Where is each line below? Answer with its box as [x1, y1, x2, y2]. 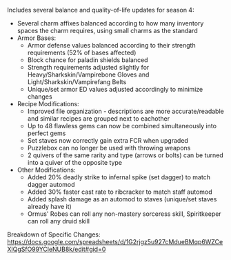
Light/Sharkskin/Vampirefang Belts [27, 78, 127, 86]
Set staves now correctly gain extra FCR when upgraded [27, 137, 188, 144]
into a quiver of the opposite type [27, 159, 123, 166]
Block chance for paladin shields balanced [27, 56, 148, 64]
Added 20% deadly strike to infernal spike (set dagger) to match [27, 173, 210, 181]
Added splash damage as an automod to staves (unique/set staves [27, 195, 217, 203]
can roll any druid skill [27, 217, 90, 225]
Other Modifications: [17, 166, 76, 174]
